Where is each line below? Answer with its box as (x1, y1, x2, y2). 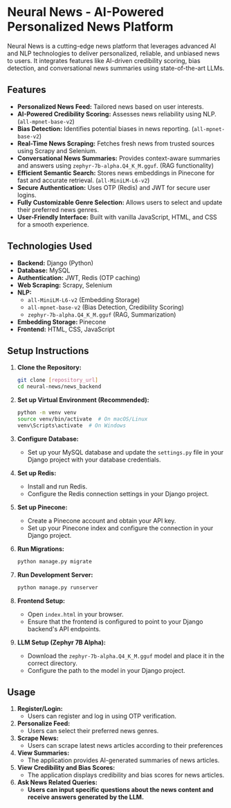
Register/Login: (17, 705, 64, 713)
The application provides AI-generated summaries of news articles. (27, 756, 220, 764)
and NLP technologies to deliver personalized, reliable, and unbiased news (7, 49, 220, 58)
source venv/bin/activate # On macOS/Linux (17, 416, 148, 423)
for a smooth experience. (17, 220, 89, 229)
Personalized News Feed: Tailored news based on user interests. (17, 102, 204, 111)
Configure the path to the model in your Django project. (27, 666, 185, 674)
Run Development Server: (17, 570, 93, 579)
